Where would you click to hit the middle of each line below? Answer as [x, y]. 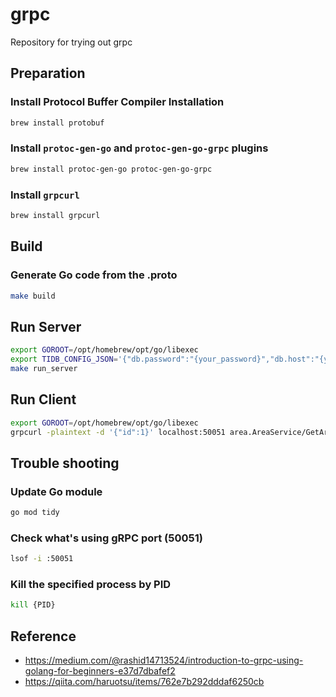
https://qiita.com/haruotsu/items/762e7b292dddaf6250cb [144, 682]
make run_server [44, 368]
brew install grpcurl [55, 215]
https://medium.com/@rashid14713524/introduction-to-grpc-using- [164, 660]
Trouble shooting [65, 463]
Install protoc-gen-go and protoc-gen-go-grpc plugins [139, 148]
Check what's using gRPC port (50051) [106, 538]
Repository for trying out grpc [71, 42]
